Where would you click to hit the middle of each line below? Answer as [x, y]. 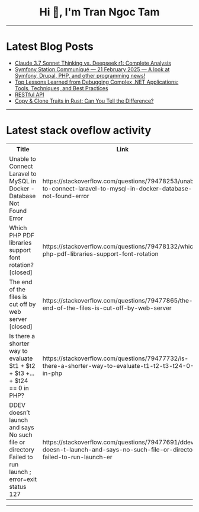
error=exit [23, 479]
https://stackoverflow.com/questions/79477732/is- [115, 358]
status [18, 486]
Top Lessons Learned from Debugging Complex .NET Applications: [97, 82]
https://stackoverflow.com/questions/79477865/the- [118, 300]
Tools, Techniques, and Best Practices [61, 88]
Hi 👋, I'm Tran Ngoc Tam [99, 12]
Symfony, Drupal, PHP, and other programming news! [80, 75]
